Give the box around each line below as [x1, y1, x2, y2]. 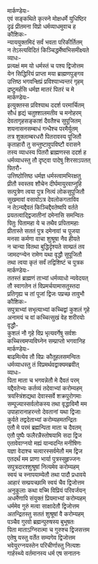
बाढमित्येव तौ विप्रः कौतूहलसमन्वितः [7, 353, 81, 361]
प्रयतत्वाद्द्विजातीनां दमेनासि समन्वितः [7, 211, 85, 219]
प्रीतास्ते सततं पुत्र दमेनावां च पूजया [7, 227, 81, 235]
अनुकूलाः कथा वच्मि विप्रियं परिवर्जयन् [7, 486, 86, 494]
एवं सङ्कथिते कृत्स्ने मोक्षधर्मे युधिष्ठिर [7, 15, 87, 22]
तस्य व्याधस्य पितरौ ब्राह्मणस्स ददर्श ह [7, 148, 87, 157]
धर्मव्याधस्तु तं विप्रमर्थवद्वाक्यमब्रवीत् [7, 361, 80, 368]
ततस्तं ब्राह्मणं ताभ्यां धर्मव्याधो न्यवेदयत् [7, 274, 89, 282]
